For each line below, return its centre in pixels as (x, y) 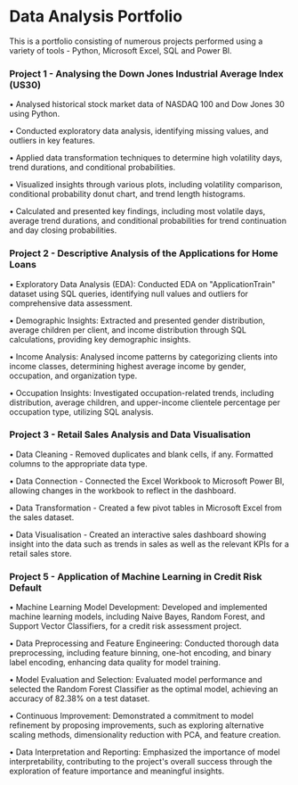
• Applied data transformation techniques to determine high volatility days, (146, 158)
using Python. (35, 114)
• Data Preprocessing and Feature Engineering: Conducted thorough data (144, 643)
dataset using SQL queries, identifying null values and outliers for (129, 293)
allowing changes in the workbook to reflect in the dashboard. (123, 490)
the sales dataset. (42, 517)
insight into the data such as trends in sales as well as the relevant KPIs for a (149, 544)
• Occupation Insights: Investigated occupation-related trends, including (141, 392)
